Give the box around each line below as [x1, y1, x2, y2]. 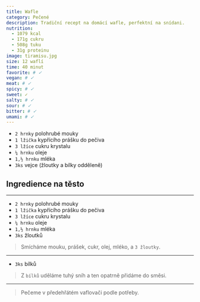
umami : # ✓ [6, 114, 35, 119]
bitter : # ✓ [6, 108, 37, 114]
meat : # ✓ [6, 81, 32, 87]
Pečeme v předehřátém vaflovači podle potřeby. [20, 289, 139, 296]
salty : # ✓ [6, 97, 35, 103]
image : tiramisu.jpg [6, 53, 58, 59]
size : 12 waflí [6, 58, 44, 64]
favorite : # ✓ [6, 70, 42, 75]
